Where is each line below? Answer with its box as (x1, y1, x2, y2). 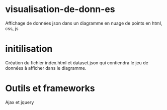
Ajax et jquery (5, 99, 34, 105)
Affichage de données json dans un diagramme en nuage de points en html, (5, 20, 162, 26)
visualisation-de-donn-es (5, 4, 115, 15)
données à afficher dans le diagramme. (5, 65, 87, 71)
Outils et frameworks (5, 83, 95, 94)
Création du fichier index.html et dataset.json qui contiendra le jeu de (5, 59, 148, 66)
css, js (5, 25, 19, 31)
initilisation (5, 43, 53, 55)
